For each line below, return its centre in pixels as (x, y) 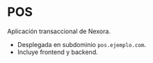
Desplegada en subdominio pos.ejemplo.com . (82, 44)
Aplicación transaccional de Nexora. (59, 31)
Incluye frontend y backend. (58, 52)
